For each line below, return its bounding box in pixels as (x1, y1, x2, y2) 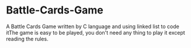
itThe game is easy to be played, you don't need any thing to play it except (6, 29, 185, 36)
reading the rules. (6, 35, 48, 42)
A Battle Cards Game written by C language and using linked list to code (6, 23, 179, 30)
